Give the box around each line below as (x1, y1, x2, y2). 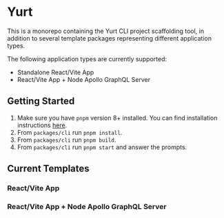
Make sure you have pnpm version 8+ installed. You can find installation (17, 113, 218, 122)
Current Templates (7, 163, 90, 175)
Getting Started (7, 96, 75, 107)
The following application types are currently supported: (7, 54, 167, 63)
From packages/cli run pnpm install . (17, 128, 123, 136)
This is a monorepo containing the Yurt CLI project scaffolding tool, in (7, 27, 205, 35)
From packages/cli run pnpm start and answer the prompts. (17, 142, 187, 151)
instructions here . (17, 121, 68, 129)
